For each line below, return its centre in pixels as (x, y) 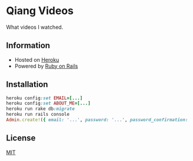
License (21, 138)
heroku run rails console (38, 115)
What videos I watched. (35, 27)
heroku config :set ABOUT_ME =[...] (49, 103)
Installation (27, 84)
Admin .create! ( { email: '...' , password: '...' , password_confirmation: (97, 120)
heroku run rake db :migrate (41, 109)
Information (28, 46)
